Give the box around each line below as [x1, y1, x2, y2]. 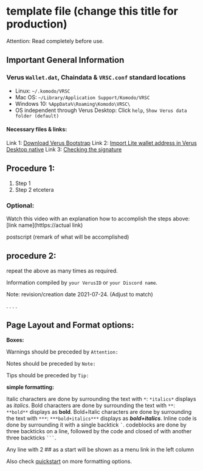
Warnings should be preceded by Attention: [6, 348, 119, 355]
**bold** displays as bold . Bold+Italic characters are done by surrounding [6, 408, 192, 415]
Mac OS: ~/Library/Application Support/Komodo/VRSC [15, 93, 150, 101]
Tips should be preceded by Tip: [6, 371, 89, 379]
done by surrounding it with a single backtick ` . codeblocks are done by [6, 421, 187, 428]
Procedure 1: [6, 163, 55, 174]
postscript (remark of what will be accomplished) [6, 233, 129, 240]
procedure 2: [6, 251, 57, 261]
